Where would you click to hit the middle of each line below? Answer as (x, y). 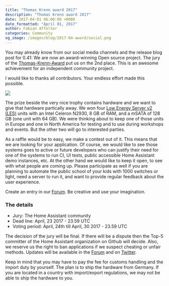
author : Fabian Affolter (31, 29)
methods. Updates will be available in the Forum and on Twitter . (71, 252)
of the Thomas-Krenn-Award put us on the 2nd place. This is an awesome (82, 63)
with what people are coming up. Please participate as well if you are (77, 166)
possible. (15, 83)
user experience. (23, 182)
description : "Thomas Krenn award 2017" (48, 15)
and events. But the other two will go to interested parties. (65, 129)
